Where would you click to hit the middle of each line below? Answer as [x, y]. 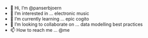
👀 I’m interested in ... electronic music [50, 13]
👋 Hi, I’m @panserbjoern [36, 8]
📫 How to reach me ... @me [40, 30]
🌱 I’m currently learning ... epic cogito [50, 19]
